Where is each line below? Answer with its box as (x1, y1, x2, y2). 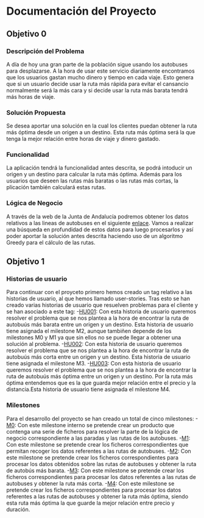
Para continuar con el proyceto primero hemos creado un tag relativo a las (6, 289, 193, 296)
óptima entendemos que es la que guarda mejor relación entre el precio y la (6, 380, 196, 387)
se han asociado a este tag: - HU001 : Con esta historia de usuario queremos (6, 308, 197, 315)
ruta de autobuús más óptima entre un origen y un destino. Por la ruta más (6, 373, 193, 380)
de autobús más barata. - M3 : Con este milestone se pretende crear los (6, 467, 185, 474)
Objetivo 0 (6, 29, 47, 39)
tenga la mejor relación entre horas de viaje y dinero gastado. (6, 135, 160, 143)
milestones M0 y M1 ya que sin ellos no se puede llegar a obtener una (6, 334, 181, 341)
